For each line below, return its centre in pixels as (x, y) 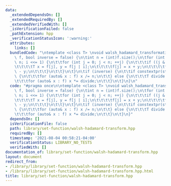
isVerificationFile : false (38, 124)
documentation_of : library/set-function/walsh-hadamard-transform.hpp (82, 152)
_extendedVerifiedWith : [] (38, 24)
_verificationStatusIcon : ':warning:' (51, 39)
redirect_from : (21, 162)
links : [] (25, 48)
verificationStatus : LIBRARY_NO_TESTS (51, 143)
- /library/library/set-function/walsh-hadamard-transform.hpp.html (79, 171)
